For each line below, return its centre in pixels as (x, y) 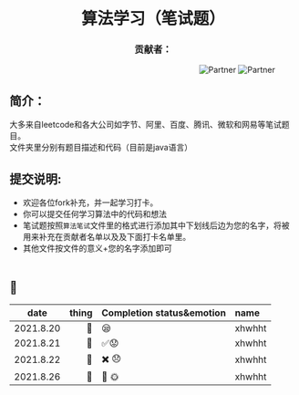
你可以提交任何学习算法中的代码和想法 (94, 214)
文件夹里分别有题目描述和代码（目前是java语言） (101, 148)
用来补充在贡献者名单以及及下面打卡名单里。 (107, 237)
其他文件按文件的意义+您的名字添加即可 (98, 248)
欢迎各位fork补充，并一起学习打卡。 (90, 203)
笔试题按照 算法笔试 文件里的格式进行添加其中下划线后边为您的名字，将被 (156, 225)
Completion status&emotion (164, 313)
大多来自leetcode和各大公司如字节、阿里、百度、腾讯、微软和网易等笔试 (146, 125)
